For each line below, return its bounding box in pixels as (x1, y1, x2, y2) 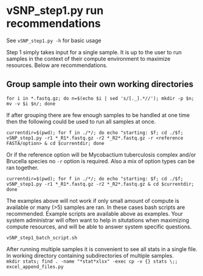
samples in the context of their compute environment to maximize (6, 55, 171, 62)
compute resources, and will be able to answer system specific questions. (6, 223, 192, 230)
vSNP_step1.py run (6, 4, 104, 18)
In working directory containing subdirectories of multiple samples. (6, 252, 174, 259)
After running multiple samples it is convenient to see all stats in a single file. (6, 245, 198, 253)
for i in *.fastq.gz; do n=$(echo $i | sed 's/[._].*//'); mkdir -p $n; (6, 95, 194, 101)
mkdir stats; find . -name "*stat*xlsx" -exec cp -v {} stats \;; (6, 258, 178, 264)
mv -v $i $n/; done (6, 101, 56, 107)
